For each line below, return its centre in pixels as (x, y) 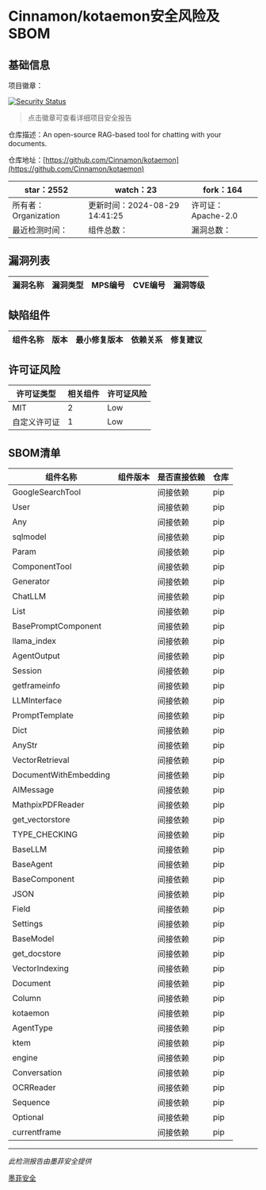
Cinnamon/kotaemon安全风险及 (114, 16)
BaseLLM (30, 849)
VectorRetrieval (41, 761)
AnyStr (25, 745)
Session (27, 671)
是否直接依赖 (181, 477)
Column (27, 999)
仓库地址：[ (27, 160)
